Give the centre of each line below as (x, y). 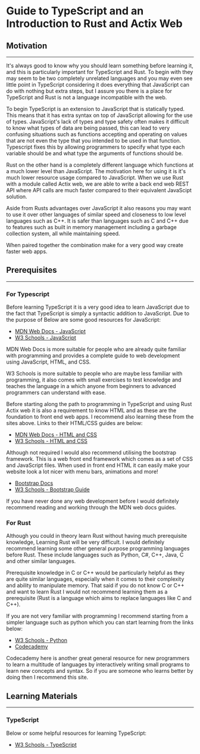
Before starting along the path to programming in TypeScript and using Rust (99, 404)
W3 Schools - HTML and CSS (51, 441)
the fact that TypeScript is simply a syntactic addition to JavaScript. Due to (98, 313)
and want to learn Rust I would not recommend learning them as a (87, 592)
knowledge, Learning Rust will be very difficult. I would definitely (85, 542)
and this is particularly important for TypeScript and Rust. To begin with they (100, 72)
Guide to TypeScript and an (75, 11)
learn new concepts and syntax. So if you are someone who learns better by (100, 671)
